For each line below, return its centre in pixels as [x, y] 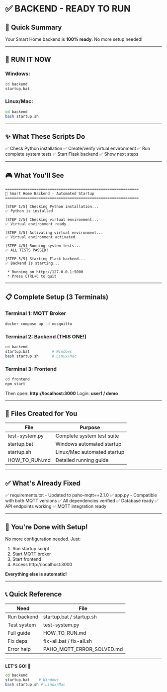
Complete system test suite [87, 436]
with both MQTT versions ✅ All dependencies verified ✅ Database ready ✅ [82, 501]
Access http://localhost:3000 [42, 565]
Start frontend [27, 559]
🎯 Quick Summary [34, 27]
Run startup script [31, 549]
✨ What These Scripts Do [45, 137]
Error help [19, 649]
